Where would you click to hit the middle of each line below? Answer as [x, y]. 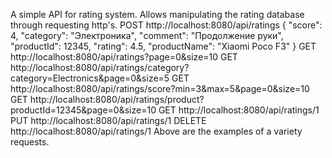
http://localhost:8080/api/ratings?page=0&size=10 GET [124, 57]
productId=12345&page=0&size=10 [83, 110]
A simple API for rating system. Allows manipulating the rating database [157, 14]
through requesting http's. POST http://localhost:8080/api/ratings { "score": [166, 25]
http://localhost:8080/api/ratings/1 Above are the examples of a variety [156, 131]
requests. [30, 142]
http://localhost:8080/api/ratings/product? [117, 99]
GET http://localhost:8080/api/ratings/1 [239, 110]
